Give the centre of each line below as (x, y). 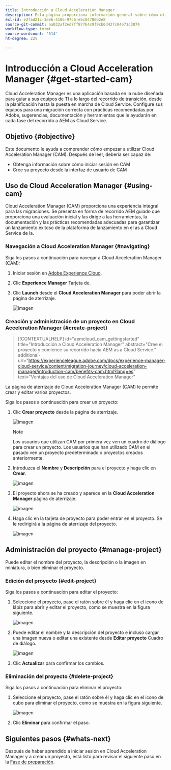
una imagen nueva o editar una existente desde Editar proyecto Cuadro (88, 638)
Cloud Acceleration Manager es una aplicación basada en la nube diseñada (84, 93)
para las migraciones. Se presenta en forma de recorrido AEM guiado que (83, 211)
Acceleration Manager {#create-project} (56, 328)
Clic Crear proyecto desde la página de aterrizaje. (65, 412)
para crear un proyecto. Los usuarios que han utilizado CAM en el (81, 447)
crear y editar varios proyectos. (38, 392)
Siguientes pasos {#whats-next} (58, 739)
